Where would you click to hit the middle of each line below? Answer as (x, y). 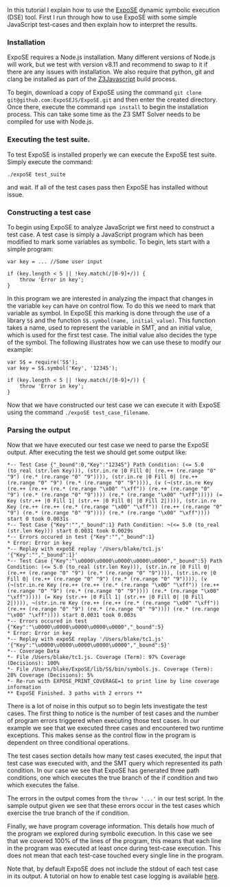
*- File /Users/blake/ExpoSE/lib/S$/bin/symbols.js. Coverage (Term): (110, 669)
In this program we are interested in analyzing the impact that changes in (110, 298)
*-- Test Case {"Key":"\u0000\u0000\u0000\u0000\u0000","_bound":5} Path (115, 561)
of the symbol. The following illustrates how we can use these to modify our (114, 342)
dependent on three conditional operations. (68, 743)
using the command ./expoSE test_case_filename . (78, 412)
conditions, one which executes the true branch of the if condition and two (113, 778)
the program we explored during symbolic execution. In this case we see (110, 833)
